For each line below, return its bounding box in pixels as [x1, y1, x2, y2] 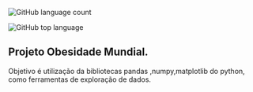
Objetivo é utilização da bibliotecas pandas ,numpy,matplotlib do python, [8, 66, 245, 75]
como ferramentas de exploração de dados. [8, 75, 152, 84]
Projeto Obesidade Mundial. [8, 46, 149, 59]
